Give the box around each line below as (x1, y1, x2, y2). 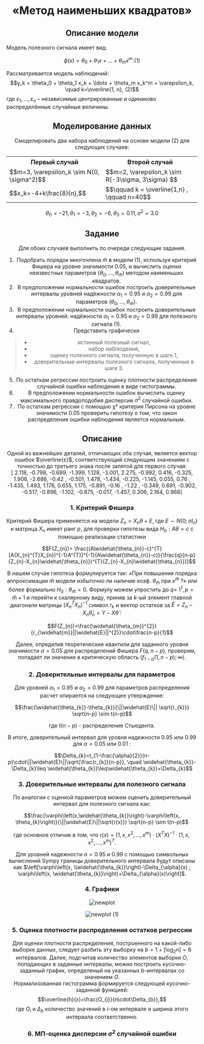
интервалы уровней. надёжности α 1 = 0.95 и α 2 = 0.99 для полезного (16, 312, 197, 321)
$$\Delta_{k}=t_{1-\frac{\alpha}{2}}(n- (54, 752, 150, 759)
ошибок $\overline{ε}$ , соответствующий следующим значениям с (14, 456, 190, 463)
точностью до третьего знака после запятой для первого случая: (17, 462, 187, 470)
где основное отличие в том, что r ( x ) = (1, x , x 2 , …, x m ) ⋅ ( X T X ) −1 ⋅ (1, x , (13, 830, 190, 839)
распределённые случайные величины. (6, 103, 110, 111)
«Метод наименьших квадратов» (12, 4, 192, 18)
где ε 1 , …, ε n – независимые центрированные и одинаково (6, 95, 157, 104)
